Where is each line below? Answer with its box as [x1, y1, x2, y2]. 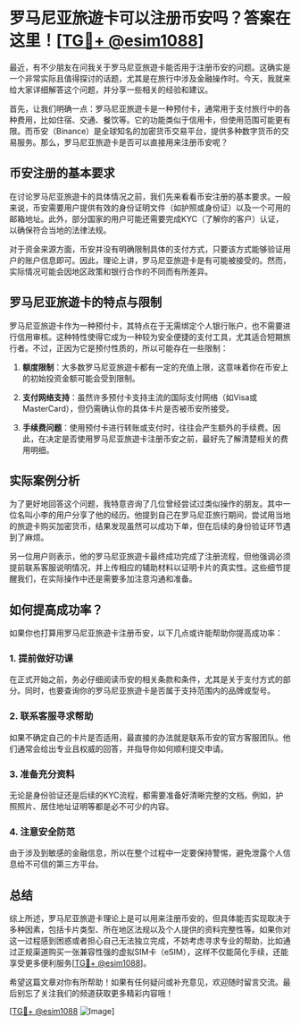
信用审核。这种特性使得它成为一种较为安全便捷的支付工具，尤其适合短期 [16, 331, 283, 342]
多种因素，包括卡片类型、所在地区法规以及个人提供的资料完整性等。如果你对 [9, 924, 291, 935]
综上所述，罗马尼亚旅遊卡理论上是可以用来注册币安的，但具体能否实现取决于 [9, 913, 291, 924]
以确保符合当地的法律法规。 [9, 225, 112, 235]
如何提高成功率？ [9, 602, 104, 618]
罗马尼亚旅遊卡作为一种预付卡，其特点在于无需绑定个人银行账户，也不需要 [9, 320, 283, 331]
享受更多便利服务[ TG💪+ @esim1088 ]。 [9, 958, 152, 969]
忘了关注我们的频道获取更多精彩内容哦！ [24, 988, 174, 999]
